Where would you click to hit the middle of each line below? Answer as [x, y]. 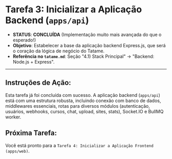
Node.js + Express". [34, 62]
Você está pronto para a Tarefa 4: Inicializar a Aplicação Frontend [79, 145]
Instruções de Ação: [38, 83]
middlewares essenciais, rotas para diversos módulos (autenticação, [78, 106]
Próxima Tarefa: [31, 133]
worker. [13, 117]
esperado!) [24, 40]
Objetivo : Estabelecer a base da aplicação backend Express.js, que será [89, 45]
